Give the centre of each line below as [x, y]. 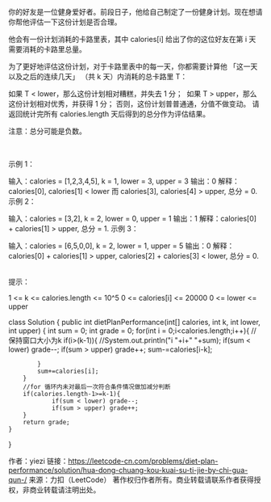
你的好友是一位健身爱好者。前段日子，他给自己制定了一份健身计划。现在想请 [135, 12]
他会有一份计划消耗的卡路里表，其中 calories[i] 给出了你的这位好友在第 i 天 [132, 39]
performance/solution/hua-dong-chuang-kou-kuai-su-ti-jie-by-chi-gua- [128, 470]
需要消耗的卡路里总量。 [47, 49]
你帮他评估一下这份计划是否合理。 [65, 22]
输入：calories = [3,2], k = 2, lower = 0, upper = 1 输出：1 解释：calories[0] [132, 218]
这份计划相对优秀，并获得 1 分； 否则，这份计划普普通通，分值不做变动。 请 [134, 104]
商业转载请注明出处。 [65, 490]
